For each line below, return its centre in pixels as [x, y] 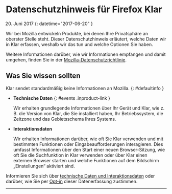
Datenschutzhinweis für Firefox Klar [84, 9]
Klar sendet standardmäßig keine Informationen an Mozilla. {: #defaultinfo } [85, 88]
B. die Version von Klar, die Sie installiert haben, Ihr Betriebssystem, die [88, 113]
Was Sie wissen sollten [43, 76]
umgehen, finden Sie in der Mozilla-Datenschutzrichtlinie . [66, 59]
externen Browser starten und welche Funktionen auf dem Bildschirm [86, 160]
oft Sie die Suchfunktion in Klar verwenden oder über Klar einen [80, 155]
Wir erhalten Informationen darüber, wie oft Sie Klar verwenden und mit [88, 139]
